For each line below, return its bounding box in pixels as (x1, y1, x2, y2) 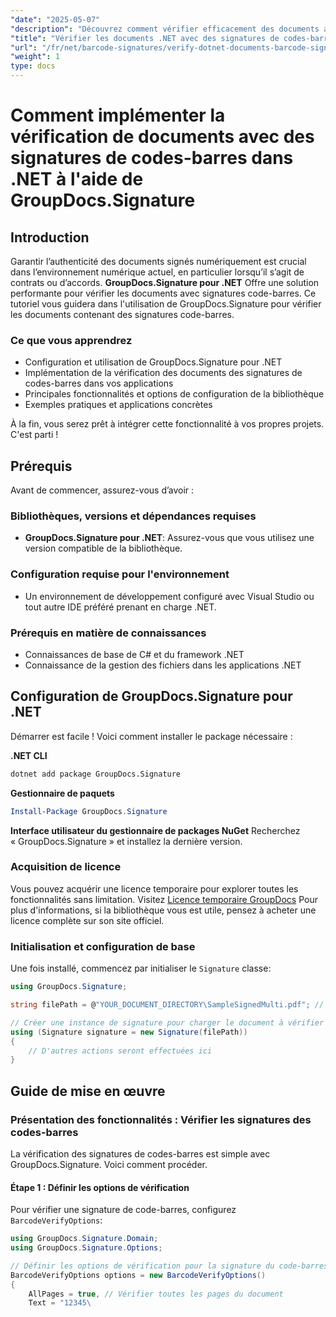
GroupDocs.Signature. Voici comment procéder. (10, 1158, 208, 1170)
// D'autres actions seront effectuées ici (28, 1046, 213, 1056)
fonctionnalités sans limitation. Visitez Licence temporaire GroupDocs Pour (10, 893, 318, 905)
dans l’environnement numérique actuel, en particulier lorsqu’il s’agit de (10, 266, 305, 278)
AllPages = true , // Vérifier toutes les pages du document (28, 1289, 284, 1299)
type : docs (10, 61, 56, 71)
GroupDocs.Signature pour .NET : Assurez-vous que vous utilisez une (24, 532, 315, 544)
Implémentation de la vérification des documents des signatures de (24, 367, 303, 379)
